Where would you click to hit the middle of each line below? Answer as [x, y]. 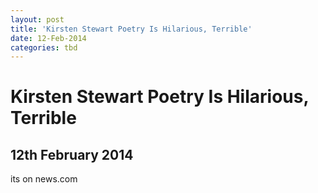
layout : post [37, 19]
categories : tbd [44, 47]
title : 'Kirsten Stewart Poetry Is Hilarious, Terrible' [131, 29]
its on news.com [44, 179]
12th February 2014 [72, 154]
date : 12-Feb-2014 [48, 38]
